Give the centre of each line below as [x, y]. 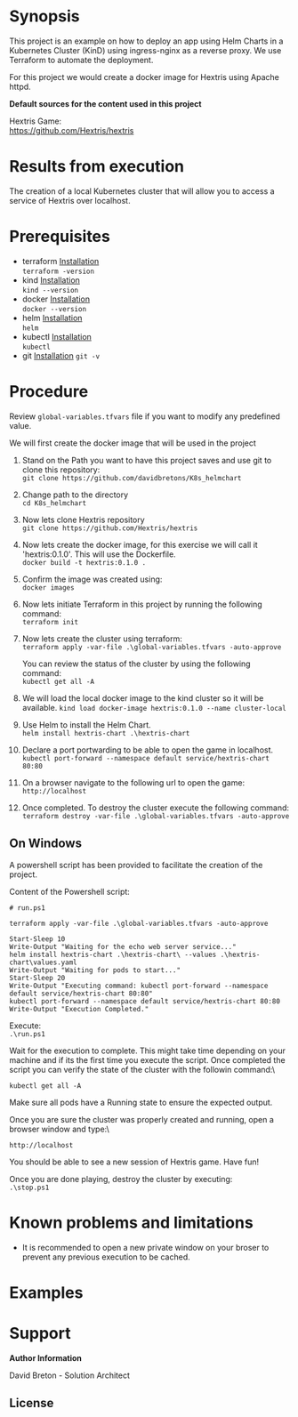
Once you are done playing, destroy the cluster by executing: [121, 1179]
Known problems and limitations [131, 1223]
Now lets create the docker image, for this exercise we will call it [140, 544]
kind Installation [51, 280]
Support [40, 1333]
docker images [48, 588]
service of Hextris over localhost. [70, 200]
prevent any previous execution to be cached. [106, 1257]
